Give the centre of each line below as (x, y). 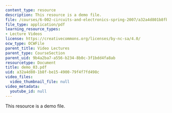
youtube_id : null (28, 91)
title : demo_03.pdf (26, 67)
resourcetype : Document (31, 63)
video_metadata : (23, 86)
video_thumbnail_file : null (40, 82)
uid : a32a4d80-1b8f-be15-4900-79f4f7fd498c (52, 72)
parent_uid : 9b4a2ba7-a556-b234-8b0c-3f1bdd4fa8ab (60, 58)
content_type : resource (31, 10)
